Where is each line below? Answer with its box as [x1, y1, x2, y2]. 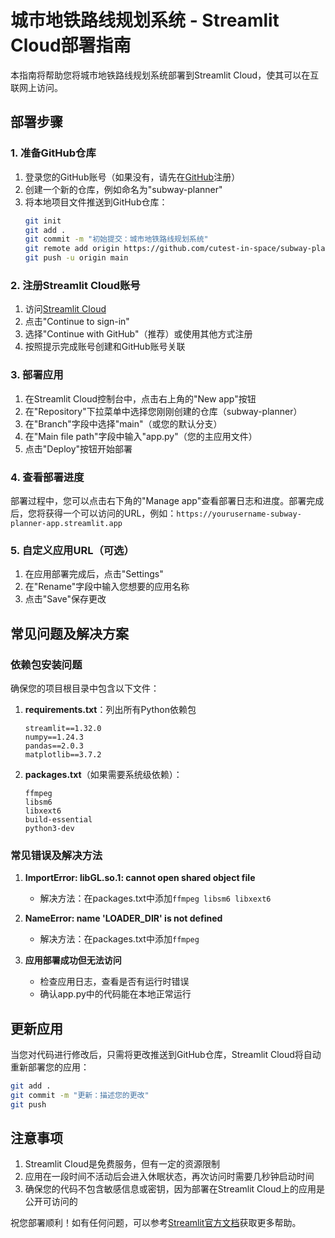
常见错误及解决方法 [10, 848, 103, 862]
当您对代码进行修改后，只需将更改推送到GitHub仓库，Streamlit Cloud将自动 [10, 1048, 322, 1060]
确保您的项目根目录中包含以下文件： [10, 682, 160, 694]
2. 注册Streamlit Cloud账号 [10, 278, 141, 292]
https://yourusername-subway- [176, 509, 302, 519]
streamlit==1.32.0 [24, 723, 102, 733]
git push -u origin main [24, 253, 129, 263]
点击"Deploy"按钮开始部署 [24, 442, 133, 455]
